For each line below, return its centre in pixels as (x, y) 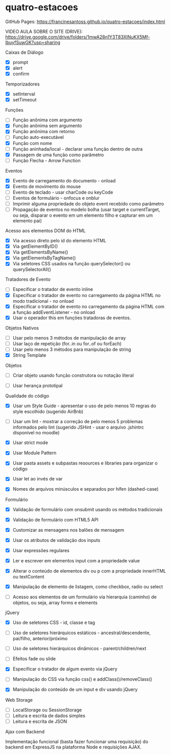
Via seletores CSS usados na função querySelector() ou (71, 264)
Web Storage (19, 700)
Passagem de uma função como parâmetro (58, 155)
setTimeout (25, 100)
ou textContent (28, 576)
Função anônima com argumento (47, 120)
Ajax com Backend (25, 731)
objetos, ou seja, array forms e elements (55, 603)
